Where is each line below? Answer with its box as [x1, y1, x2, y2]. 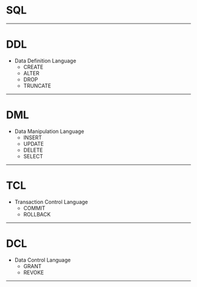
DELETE [23, 146, 43, 153]
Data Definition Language [14, 57, 76, 64]
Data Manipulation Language [14, 128, 84, 135]
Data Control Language [14, 256, 71, 263]
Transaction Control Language [14, 198, 89, 205]
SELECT [23, 152, 43, 159]
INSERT [23, 134, 42, 141]
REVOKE [23, 269, 44, 276]
